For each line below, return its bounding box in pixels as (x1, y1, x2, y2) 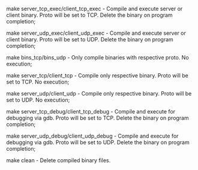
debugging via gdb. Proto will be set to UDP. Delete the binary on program (6, 139, 190, 146)
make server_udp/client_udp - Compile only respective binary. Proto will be (6, 90, 192, 97)
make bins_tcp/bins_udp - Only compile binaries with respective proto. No (6, 54, 189, 61)
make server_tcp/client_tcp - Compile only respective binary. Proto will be (6, 72, 189, 79)
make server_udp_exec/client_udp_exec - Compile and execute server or (6, 29, 186, 37)
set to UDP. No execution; (6, 96, 70, 103)
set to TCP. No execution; (6, 78, 70, 85)
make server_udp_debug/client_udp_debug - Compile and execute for (6, 132, 179, 139)
